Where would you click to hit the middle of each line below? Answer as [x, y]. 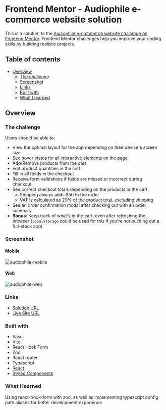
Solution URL [26, 308]
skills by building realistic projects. [40, 44]
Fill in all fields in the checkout [43, 174]
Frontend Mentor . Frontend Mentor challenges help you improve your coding [83, 39]
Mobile [12, 251]
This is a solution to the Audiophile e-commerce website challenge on [76, 33]
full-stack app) [27, 227]
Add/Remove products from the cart [49, 163]
